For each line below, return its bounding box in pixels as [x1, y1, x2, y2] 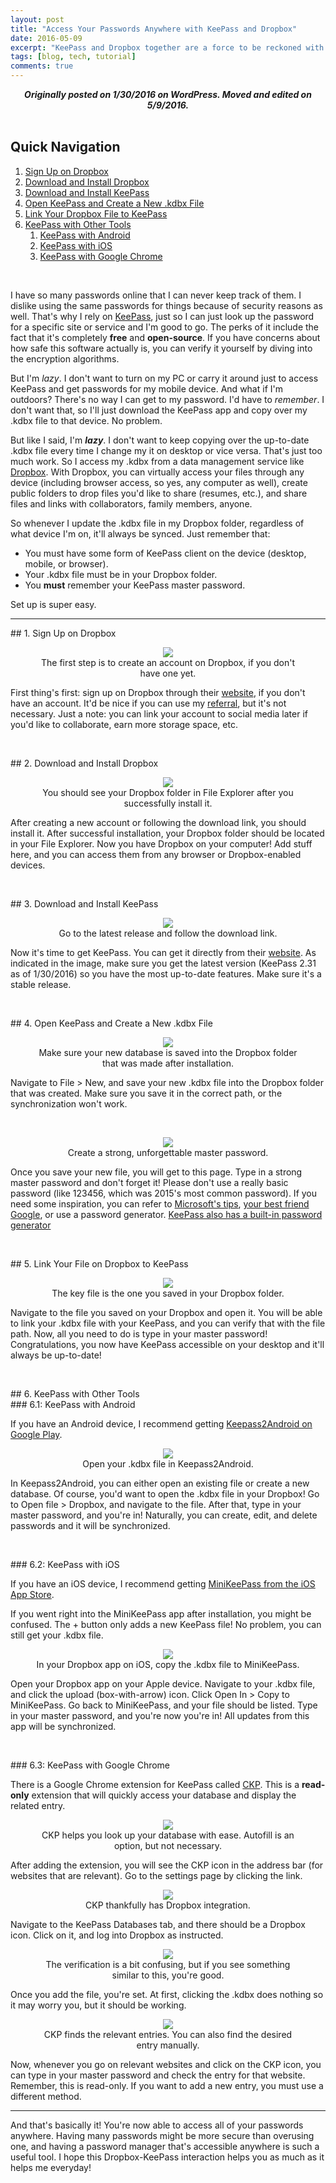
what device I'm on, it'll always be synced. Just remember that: [10, 527, 271, 540]
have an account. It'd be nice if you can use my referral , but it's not [10, 697, 287, 709]
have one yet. [139, 667, 197, 679]
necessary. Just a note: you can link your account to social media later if [10, 707, 309, 720]
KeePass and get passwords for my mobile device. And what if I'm [10, 382, 283, 395]
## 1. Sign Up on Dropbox [10, 627, 117, 639]
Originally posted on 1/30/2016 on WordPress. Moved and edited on [24, 89, 312, 100]
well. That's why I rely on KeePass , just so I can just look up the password [10, 310, 315, 322]
